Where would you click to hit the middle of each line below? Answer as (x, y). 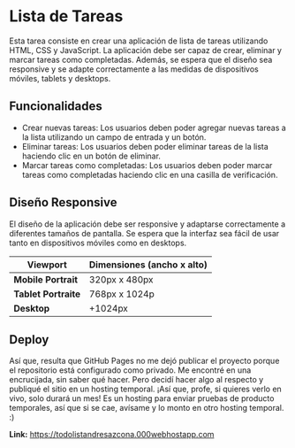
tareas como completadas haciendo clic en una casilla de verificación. (150, 174)
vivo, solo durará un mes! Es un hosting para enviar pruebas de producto (142, 398)
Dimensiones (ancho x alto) (148, 265)
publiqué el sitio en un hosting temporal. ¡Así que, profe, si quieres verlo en (146, 389)
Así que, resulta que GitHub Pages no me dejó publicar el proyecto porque (144, 361)
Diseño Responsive (63, 202)
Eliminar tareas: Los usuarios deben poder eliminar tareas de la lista (145, 146)
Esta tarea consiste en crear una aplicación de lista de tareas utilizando (139, 41)
